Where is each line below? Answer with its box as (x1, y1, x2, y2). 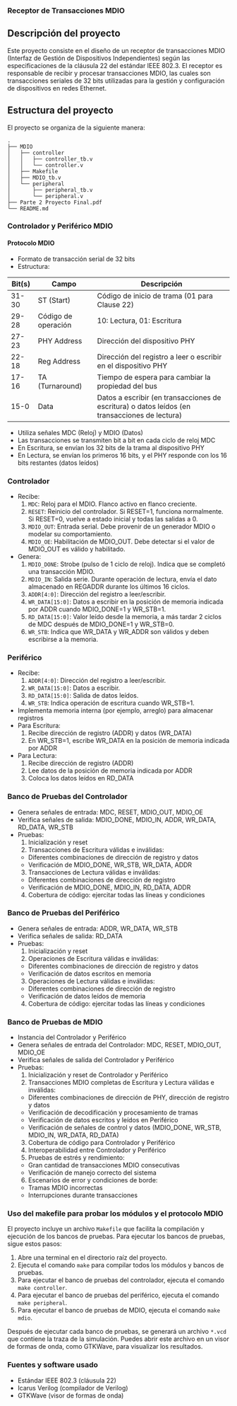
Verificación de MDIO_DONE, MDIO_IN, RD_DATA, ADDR (28, 883, 191, 892)
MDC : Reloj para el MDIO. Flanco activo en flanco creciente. (28, 500, 197, 508)
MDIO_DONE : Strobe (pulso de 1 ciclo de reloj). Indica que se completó (28, 560, 226, 568)
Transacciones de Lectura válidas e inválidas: (28, 868, 161, 876)
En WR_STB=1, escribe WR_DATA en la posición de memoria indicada (28, 737, 230, 745)
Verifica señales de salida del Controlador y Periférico (17, 1056, 175, 1064)
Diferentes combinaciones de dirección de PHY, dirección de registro (28, 1093, 229, 1102)
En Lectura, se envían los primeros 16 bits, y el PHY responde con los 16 (17, 451, 227, 459)
